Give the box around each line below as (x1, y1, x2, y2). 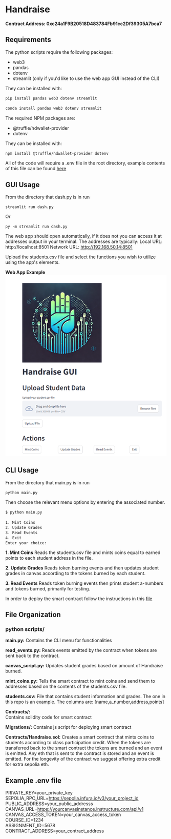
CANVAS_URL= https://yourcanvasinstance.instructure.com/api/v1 (5, 806, 144, 812)
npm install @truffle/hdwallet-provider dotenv (5, 151, 109, 156)
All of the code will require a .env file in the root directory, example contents (5, 160, 165, 166)
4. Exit (5, 535, 22, 540)
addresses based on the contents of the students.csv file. (5, 683, 127, 690)
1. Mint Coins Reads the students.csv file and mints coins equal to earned (5, 549, 161, 556)
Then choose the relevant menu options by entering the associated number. (5, 499, 165, 505)
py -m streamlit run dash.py (5, 224, 68, 229)
